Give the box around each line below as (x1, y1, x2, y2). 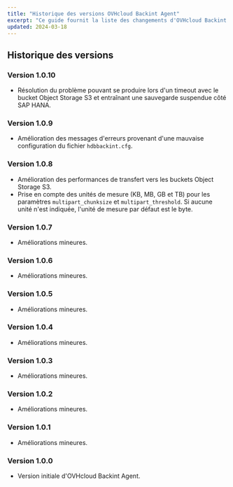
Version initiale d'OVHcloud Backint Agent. (17, 472, 141, 480)
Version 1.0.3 (7, 355, 53, 365)
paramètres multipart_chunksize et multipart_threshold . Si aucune (17, 197, 213, 206)
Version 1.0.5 (7, 289, 53, 299)
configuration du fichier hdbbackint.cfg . (17, 141, 133, 150)
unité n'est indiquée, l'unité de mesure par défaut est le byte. (17, 204, 194, 213)
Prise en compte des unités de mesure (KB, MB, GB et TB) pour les (17, 190, 211, 198)
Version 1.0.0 (7, 456, 53, 465)
